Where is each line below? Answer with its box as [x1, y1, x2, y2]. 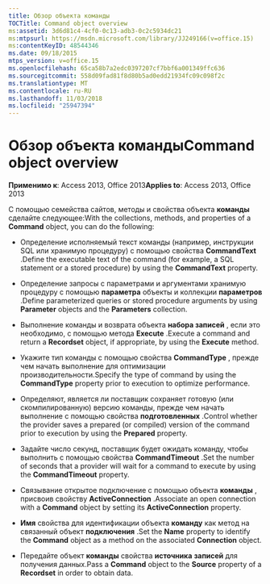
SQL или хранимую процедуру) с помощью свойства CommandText [19, 246, 256, 256]
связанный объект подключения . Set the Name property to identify [19, 527, 251, 536]
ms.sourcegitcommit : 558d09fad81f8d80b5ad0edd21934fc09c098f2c [8, 72, 226, 80]
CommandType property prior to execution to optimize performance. [19, 378, 251, 388]
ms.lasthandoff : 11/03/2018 [8, 94, 103, 102]
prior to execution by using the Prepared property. [19, 428, 188, 438]
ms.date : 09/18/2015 [8, 49, 78, 57]
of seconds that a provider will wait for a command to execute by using [19, 461, 256, 471]
